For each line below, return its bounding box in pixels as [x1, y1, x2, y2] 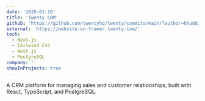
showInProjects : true [6, 65, 62, 71]
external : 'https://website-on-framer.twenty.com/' [6, 25, 140, 32]
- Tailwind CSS [12, 43, 51, 49]
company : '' [6, 59, 37, 65]
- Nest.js [12, 48, 37, 54]
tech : [6, 31, 20, 37]
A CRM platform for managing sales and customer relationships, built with [6, 82, 192, 89]
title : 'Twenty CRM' [6, 15, 59, 21]
